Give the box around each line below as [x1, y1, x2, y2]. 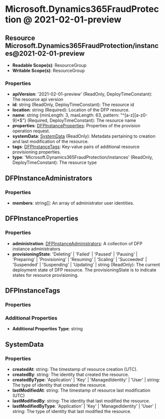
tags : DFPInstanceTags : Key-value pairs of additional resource [12, 144, 140, 150]
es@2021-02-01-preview [5, 49, 85, 57]
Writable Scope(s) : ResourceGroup [12, 68, 85, 73]
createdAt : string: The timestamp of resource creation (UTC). [12, 366, 138, 372]
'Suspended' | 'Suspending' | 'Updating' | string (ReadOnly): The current [12, 262, 161, 267]
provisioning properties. [12, 149, 61, 155]
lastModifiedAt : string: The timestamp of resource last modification [12, 387, 151, 393]
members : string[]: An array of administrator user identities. [12, 200, 134, 206]
